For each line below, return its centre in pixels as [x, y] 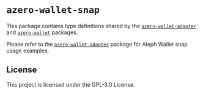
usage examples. [28, 51]
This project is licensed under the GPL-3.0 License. [71, 84]
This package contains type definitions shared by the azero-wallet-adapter [102, 26]
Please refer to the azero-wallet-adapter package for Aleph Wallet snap [97, 44]
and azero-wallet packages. [42, 32]
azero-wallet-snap [53, 10]
